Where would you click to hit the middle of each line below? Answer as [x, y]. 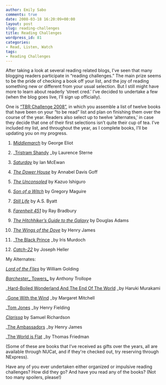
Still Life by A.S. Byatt [35, 201]
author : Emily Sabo [26, 10]
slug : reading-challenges [32, 28]
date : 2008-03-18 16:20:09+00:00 [40, 19]
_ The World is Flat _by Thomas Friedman [47, 337]
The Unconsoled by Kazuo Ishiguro [49, 182]
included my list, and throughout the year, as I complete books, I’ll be [76, 128]
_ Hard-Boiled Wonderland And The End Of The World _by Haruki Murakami [83, 288]
